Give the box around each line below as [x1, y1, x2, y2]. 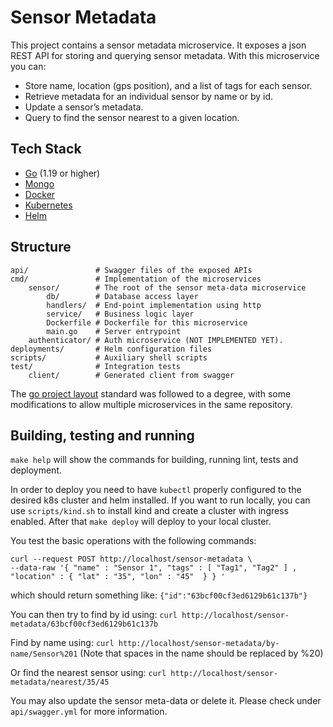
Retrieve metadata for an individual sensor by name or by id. [24, 90, 274, 102]
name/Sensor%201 [10, 649, 78, 660]
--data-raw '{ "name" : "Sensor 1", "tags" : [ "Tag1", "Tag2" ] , [10, 563, 298, 573]
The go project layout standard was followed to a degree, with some [10, 387, 292, 400]
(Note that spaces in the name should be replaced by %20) [79, 647, 324, 660]
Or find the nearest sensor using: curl [10, 667, 167, 679]
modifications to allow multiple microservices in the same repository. [10, 398, 293, 410]
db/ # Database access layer [46, 291, 199, 301]
